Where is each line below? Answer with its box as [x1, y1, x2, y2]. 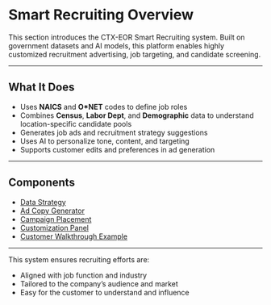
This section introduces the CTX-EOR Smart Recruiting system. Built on [8, 32, 245, 42]
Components [8, 176, 75, 190]
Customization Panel [19, 223, 89, 232]
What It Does [8, 81, 75, 94]
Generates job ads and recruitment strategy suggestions [19, 127, 208, 137]
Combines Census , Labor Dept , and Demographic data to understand [19, 111, 254, 120]
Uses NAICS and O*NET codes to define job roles [19, 102, 188, 111]
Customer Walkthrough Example [19, 232, 127, 241]
